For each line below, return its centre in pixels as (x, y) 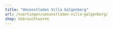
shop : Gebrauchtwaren (27, 19)
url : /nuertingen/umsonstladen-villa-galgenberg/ (57, 14)
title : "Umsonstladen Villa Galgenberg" (47, 10)
